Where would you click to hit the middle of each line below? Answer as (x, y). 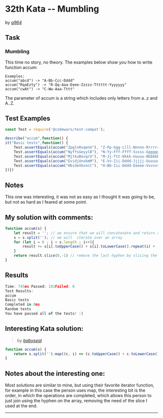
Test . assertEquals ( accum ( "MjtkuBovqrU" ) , (56, 157)
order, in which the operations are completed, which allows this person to (78, 396)
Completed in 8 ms (23, 305)
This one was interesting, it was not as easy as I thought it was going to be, (80, 197)
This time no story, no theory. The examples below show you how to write (79, 62)
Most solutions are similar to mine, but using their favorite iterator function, (80, 385)
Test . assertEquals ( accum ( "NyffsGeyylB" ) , (56, 152)
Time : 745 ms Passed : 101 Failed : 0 (40, 286)
